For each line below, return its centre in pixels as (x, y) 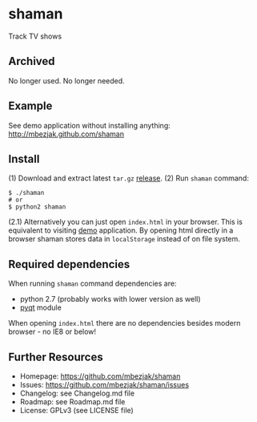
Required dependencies (69, 264)
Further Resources (56, 357)
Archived (32, 61)
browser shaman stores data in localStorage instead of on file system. (124, 239)
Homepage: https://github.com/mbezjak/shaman (100, 376)
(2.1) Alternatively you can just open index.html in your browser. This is (125, 222)
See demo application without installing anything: (89, 125)
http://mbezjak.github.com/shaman (66, 134)
